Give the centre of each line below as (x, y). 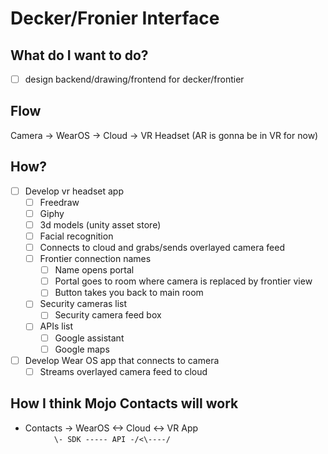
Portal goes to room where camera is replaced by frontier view (183, 281)
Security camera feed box (108, 315)
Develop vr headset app (74, 191)
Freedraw (59, 202)
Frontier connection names (95, 259)
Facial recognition (76, 236)
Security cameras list (83, 304)
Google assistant (89, 338)
